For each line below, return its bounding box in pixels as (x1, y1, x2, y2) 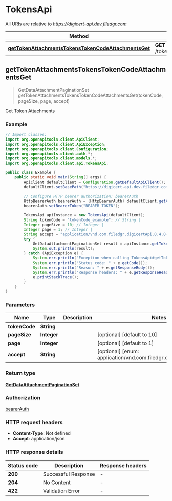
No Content (42, 478, 71, 486)
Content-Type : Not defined (12, 430, 71, 436)
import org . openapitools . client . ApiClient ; (5, 137, 100, 142)
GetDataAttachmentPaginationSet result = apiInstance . (32, 241, 153, 247)
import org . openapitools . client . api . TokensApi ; (5, 161, 109, 166)
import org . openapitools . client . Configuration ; (5, 146, 109, 152)
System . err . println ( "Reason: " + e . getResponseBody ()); (32, 265, 155, 270)
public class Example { (5, 170, 56, 175)
